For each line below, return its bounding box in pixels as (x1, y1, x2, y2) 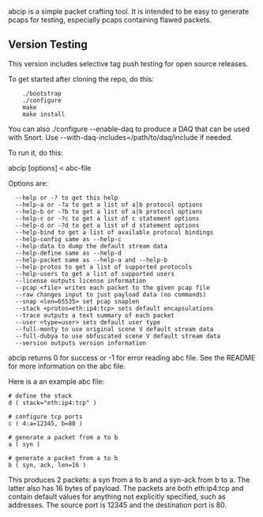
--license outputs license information (15, 277, 147, 285)
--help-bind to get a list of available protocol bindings (15, 228, 214, 236)
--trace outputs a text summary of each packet (15, 311, 175, 319)
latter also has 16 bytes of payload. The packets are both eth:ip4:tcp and (8, 483, 244, 492)
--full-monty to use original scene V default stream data (15, 325, 214, 333)
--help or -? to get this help (15, 194, 118, 202)
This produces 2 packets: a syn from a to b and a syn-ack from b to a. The (8, 474, 250, 485)
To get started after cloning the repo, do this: (8, 74, 154, 84)
